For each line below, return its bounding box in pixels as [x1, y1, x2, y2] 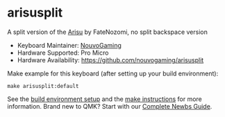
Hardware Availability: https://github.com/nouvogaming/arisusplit [17, 55, 204, 64]
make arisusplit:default [7, 82, 79, 89]
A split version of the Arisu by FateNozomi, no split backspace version [7, 28, 208, 36]
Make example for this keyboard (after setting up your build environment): [7, 69, 219, 78]
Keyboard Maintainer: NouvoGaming [17, 41, 122, 49]
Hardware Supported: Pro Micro [17, 48, 109, 57]
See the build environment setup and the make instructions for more [7, 95, 203, 103]
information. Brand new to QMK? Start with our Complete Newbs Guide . [7, 102, 212, 110]
